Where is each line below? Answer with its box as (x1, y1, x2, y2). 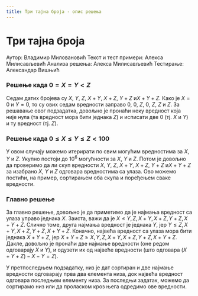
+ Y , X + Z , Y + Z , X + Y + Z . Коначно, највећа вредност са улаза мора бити (6, 227, 192, 234)
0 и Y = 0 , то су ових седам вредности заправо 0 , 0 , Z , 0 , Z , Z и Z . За (6, 101, 180, 108)
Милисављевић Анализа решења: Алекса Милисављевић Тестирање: (6, 60, 184, 67)
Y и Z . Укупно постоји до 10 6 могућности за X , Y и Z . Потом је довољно (6, 155, 186, 162)
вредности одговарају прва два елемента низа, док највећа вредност (6, 271, 183, 278)
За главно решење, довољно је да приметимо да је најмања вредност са (6, 208, 193, 216)
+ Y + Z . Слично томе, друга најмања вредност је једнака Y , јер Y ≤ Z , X (6, 221, 188, 229)
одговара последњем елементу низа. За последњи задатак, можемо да (6, 276, 190, 284)
